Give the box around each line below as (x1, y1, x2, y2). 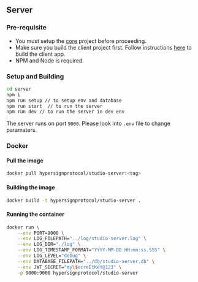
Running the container (6, 211, 64, 218)
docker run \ (6, 224, 40, 231)
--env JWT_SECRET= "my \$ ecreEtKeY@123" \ (17, 264, 122, 270)
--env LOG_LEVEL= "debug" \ (17, 253, 86, 259)
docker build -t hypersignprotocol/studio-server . (6, 197, 141, 204)
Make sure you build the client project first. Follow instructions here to (15, 44, 192, 51)
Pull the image (6, 156, 44, 164)
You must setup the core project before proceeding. (15, 37, 147, 45)
